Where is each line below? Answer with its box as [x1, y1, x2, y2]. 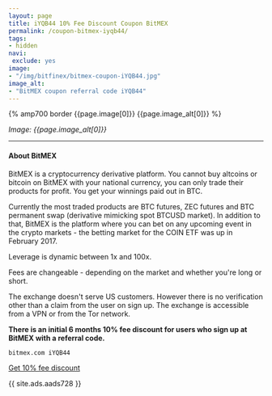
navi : [8, 49, 27, 57]
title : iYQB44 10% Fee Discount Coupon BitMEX [8, 19, 168, 27]
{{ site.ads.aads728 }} [8, 378, 82, 388]
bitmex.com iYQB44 [8, 348, 70, 356]
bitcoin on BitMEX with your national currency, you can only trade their [8, 177, 244, 187]
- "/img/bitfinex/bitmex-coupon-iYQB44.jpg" [8, 72, 161, 80]
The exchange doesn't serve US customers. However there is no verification [8, 292, 263, 301]
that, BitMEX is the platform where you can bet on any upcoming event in [8, 219, 253, 229]
